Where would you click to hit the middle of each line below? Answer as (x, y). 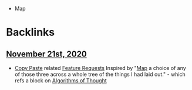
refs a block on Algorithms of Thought (60, 81)
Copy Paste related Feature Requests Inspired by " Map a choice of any (100, 68)
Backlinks (31, 32)
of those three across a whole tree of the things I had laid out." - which (100, 74)
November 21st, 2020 (46, 54)
